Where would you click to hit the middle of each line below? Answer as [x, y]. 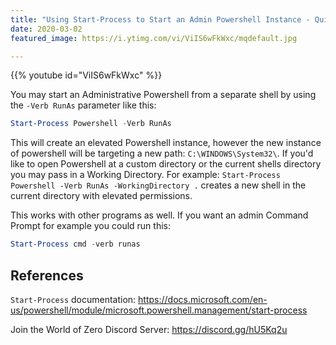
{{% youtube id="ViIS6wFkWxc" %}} [86, 75]
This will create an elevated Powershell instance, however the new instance [166, 143]
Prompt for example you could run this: [90, 226]
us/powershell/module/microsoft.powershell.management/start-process [159, 310]
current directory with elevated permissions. [101, 196]
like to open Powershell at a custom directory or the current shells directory [166, 164]
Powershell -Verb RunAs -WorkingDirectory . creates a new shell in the [158, 185]
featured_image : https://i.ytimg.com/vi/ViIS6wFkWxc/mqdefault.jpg [154, 38]
